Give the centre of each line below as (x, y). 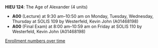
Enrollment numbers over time (35, 41)
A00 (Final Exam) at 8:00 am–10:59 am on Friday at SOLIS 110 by (77, 26)
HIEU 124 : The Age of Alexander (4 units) (46, 7)
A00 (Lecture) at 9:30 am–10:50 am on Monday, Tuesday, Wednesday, (83, 16)
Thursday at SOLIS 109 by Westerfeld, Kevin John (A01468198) (75, 21)
